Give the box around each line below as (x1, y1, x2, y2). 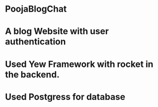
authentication (5, 36, 66, 47)
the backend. (5, 69, 60, 80)
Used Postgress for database (5, 91, 125, 102)
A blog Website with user (5, 26, 109, 37)
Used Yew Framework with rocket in (5, 59, 154, 69)
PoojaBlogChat (5, 3, 67, 15)
